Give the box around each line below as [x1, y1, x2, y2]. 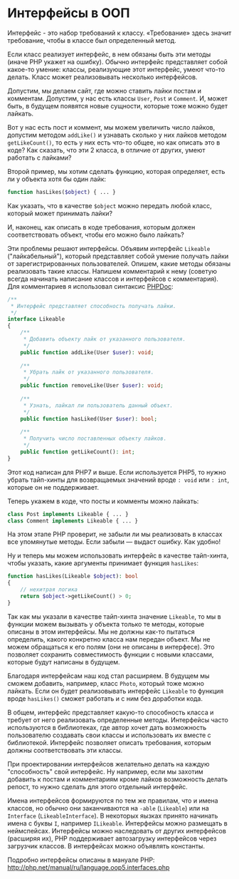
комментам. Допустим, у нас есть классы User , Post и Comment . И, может [7, 94, 228, 103]
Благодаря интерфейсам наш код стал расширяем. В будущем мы [7, 672, 210, 680]
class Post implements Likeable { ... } [7, 510, 129, 518]
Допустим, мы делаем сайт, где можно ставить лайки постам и [7, 86, 201, 95]
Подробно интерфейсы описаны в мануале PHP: [7, 855, 155, 864]
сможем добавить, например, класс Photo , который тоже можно [7, 679, 205, 687]
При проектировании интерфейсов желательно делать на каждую [7, 759, 210, 768]
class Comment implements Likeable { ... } [7, 517, 139, 525]
